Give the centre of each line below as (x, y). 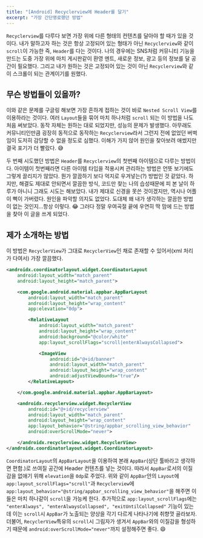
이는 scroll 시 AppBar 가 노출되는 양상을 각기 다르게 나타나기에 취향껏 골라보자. (105, 514)
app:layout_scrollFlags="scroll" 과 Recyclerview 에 (70, 483)
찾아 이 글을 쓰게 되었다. (41, 214)
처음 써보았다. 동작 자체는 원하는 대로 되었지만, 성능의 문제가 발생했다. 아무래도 (99, 126)
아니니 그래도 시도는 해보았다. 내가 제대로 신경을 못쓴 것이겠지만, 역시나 (101, 191)
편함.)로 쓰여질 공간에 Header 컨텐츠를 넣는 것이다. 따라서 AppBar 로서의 (97, 468)
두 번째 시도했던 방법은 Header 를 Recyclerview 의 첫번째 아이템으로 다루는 (93, 161)
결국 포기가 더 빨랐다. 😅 (35, 148)
